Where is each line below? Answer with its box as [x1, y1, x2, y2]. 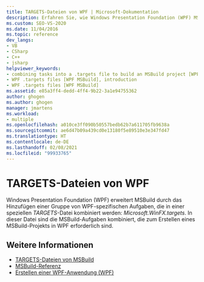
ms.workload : [6, 111, 39, 117]
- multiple [6, 116, 34, 122]
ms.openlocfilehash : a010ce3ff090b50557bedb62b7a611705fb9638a [6, 122, 170, 128]
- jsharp [6, 60, 29, 66]
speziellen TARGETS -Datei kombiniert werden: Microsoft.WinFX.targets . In [6, 209, 192, 216]
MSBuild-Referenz [15, 263, 61, 270]
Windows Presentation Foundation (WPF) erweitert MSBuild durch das [6, 196, 182, 204]
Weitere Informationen [6, 239, 94, 250]
